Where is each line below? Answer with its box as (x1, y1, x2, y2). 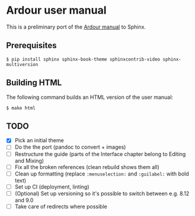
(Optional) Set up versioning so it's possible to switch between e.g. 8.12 (14, 190, 190, 197)
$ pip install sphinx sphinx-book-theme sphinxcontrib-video (6, 56, 161, 62)
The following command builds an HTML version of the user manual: (6, 93, 174, 101)
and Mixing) (14, 157, 44, 164)
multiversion (6, 61, 39, 67)
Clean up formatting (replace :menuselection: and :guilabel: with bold (14, 170, 190, 177)
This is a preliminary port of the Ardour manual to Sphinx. (6, 23, 146, 30)
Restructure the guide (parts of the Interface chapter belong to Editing (14, 150, 186, 158)
